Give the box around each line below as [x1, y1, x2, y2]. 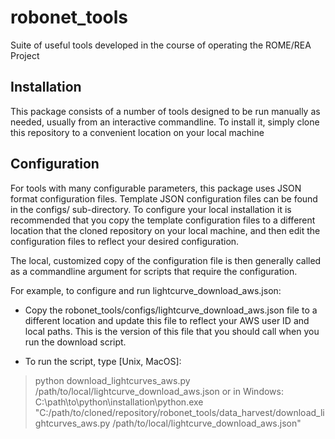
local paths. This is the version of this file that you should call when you [24, 325, 320, 337]
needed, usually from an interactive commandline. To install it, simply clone [10, 116, 320, 128]
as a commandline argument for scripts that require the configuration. [10, 265, 298, 277]
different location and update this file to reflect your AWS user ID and [24, 314, 310, 326]
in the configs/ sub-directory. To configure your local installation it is [10, 203, 292, 215]
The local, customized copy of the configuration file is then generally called [10, 254, 322, 266]
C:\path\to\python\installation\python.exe [34, 396, 204, 408]
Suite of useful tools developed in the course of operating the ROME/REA [10, 39, 312, 51]
